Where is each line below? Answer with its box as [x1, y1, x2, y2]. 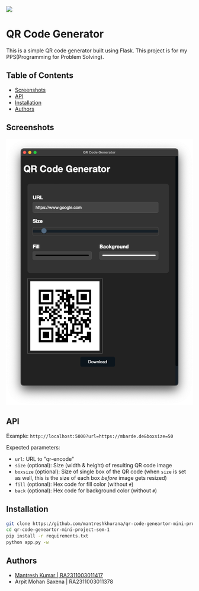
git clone [6, 520, 31, 527]
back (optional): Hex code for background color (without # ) [14, 487, 158, 494]
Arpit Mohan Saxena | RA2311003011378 [14, 578, 114, 585]
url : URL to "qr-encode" [14, 455, 75, 463]
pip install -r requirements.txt [6, 533, 89, 539]
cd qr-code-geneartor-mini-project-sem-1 [6, 527, 110, 533]
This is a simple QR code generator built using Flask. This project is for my [6, 47, 188, 54]
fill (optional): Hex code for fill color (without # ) [14, 480, 134, 488]
